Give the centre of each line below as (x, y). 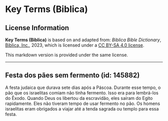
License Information (37, 28)
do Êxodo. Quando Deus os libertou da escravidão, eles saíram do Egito (79, 98)
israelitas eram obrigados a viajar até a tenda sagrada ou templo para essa (82, 108)
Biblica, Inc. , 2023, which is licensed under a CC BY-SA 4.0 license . (75, 45)
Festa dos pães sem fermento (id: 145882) (72, 76)
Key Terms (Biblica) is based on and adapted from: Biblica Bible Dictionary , (83, 40)
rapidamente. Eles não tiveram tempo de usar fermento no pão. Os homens (83, 103)
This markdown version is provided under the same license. (67, 55)
